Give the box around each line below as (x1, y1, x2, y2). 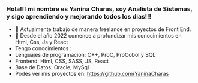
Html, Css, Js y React (14, 38, 68, 46)
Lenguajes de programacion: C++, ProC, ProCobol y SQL (14, 51, 156, 59)
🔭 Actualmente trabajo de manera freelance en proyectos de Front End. (14, 26, 191, 33)
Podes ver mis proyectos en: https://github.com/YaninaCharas (14, 70, 169, 78)
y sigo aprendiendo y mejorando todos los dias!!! (6, 12, 152, 20)
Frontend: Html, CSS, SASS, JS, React (14, 57, 109, 64)
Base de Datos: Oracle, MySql (14, 64, 89, 71)
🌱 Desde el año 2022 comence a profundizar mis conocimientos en (14, 32, 182, 39)
